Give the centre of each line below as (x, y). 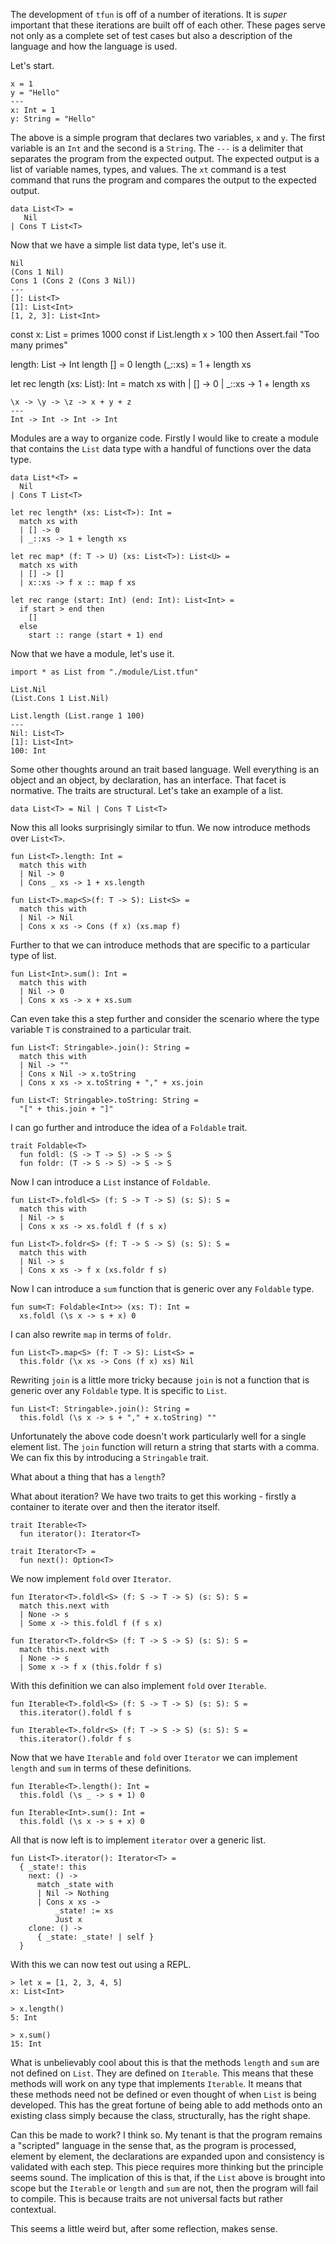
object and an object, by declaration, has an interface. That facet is (148, 780)
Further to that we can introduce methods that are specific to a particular (160, 945)
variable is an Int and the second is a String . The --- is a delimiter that (157, 148)
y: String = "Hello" (53, 119)
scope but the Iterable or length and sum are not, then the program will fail (164, 2188)
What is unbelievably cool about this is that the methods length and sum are (165, 2062)
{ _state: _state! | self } (95, 1937)
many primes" (39, 345)
